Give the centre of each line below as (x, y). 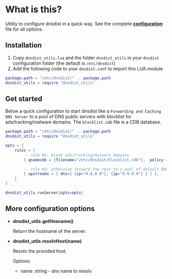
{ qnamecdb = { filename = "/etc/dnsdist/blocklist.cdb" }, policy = (96, 160)
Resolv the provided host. (40, 251)
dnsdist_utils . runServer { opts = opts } (44, 193)
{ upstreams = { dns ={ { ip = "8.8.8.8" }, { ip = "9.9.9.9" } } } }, (91, 174)
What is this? (34, 10)
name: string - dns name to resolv (56, 271)
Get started (24, 99)
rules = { (25, 150)
